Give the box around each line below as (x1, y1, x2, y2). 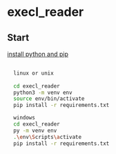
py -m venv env (13, 127, 57, 134)
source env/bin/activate (13, 95, 85, 102)
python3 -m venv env (13, 89, 72, 96)
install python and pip (7, 50, 69, 58)
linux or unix (13, 70, 54, 77)
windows (13, 115, 36, 122)
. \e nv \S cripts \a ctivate (13, 133, 81, 140)
